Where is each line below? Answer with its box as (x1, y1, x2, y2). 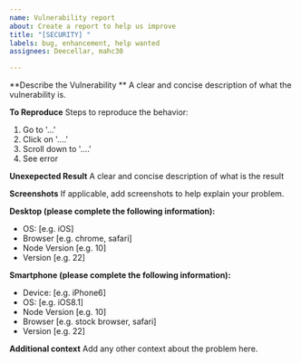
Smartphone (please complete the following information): (9, 270, 231, 281)
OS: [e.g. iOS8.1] (22, 297, 84, 308)
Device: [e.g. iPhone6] (22, 287, 107, 299)
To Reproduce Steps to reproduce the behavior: (9, 107, 189, 118)
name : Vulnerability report (9, 13, 116, 23)
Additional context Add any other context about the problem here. (9, 343, 258, 354)
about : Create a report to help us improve (9, 22, 177, 31)
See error (22, 153, 59, 164)
